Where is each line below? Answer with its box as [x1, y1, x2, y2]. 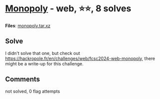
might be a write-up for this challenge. [5, 60, 83, 66]
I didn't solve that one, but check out [5, 50, 80, 56]
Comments [5, 75, 40, 84]
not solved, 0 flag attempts [5, 88, 61, 94]
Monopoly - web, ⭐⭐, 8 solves [5, 3, 132, 14]
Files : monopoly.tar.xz [5, 22, 51, 29]
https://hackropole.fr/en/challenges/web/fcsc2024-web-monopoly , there [5, 55, 156, 61]
